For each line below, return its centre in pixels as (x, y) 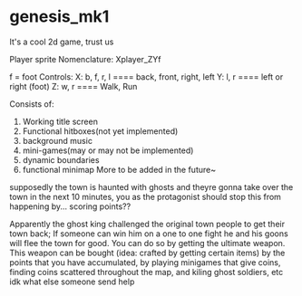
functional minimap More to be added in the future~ (119, 169)
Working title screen (60, 121)
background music (58, 140)
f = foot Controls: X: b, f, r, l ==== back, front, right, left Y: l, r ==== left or (146, 76)
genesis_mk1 (59, 17)
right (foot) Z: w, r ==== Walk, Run (73, 86)
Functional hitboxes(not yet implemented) (100, 131)
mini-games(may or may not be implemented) (108, 150)
